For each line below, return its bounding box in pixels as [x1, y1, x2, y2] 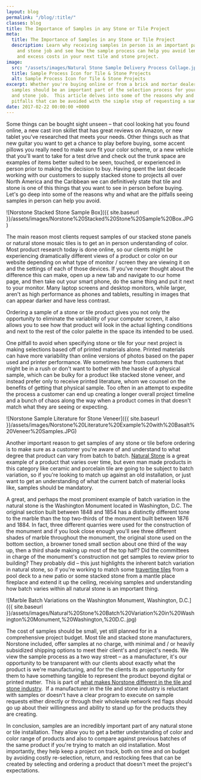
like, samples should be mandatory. [6, 484, 94, 491]
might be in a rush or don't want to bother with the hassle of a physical [6, 365, 181, 372]
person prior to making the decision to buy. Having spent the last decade [6, 165, 186, 172]
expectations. [6, 767, 40, 774]
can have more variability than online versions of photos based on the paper [6, 352, 194, 359]
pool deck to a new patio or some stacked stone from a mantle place [6, 572, 175, 579]
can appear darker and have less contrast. [6, 297, 111, 304]
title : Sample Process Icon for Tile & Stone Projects [11, 70, 151, 76]
